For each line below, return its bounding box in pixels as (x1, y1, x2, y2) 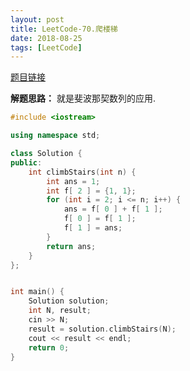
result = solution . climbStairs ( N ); (28, 324, 177, 334)
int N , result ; (28, 306, 92, 316)
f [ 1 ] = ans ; (63, 223, 123, 233)
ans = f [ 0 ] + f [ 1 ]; (63, 204, 163, 215)
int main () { (10, 287, 65, 297)
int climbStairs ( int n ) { (28, 167, 137, 177)
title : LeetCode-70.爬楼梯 (10, 24, 118, 34)
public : (10, 157, 43, 168)
